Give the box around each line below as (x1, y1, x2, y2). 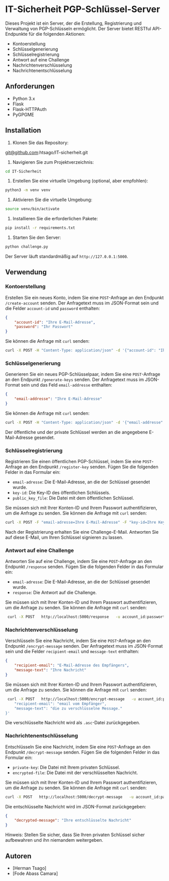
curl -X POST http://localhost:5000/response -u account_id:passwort (7, 614, 165, 619)
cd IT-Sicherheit (5, 169, 42, 174)
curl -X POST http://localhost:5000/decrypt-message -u (5, 794, 134, 799)
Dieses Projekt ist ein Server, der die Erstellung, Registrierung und (5, 20, 142, 26)
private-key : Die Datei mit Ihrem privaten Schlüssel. (12, 764, 120, 770)
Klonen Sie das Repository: (12, 140, 69, 146)
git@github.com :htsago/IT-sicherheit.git (5, 149, 88, 155)
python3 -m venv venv (5, 187, 51, 193)
